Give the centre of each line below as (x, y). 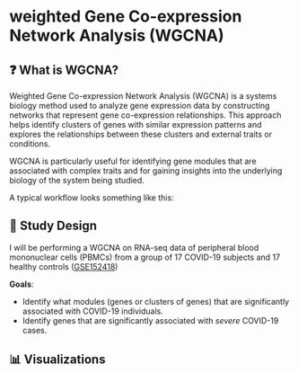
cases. (35, 330)
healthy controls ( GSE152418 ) (64, 266)
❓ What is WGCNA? (64, 70)
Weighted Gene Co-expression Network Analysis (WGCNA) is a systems (143, 96)
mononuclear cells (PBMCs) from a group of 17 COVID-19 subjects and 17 (145, 257)
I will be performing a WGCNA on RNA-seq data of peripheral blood (134, 247)
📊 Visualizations (57, 360)
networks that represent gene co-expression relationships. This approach (145, 115)
